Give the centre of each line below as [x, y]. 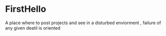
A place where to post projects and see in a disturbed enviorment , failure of [83, 23]
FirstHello [26, 9]
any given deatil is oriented [33, 28]
